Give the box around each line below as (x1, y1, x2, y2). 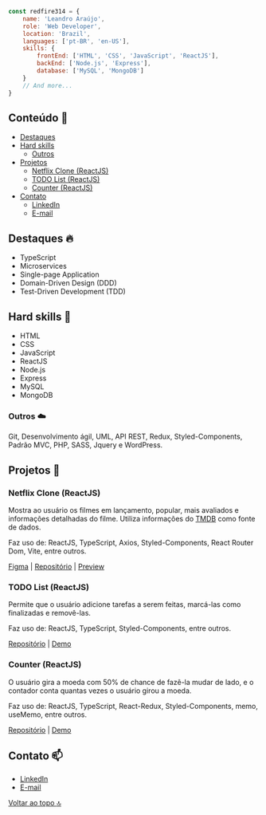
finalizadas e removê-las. (8, 608, 92, 618)
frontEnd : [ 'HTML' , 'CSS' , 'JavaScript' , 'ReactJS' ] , (37, 52, 219, 60)
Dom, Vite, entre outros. (8, 546, 87, 556)
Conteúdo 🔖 (8, 111, 68, 124)
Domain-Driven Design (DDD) (19, 278, 117, 288)
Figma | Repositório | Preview (8, 561, 105, 571)
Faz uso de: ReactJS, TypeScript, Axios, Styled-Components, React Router (8, 537, 254, 547)
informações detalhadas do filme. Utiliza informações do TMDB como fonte (8, 514, 256, 523)
